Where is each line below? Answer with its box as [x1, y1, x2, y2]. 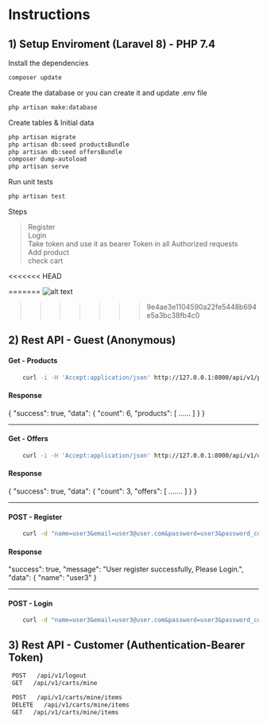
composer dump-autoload [8, 155, 87, 164]
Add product [27, 248, 69, 257]
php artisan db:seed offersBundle [8, 148, 123, 156]
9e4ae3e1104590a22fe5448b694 [146, 302, 257, 312]
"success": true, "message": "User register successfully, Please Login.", [8, 564, 244, 574]
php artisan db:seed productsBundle [8, 141, 130, 149]
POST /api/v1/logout [11, 672, 87, 680]
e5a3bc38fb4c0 [146, 311, 200, 319]
